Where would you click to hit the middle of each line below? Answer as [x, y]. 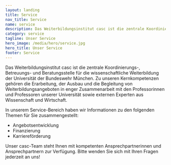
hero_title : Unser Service [34, 48]
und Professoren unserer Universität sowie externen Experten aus [74, 95]
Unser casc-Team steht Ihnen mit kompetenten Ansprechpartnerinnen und [83, 146]
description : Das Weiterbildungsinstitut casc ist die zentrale [75, 29]
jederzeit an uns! [23, 157]
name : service [20, 24]
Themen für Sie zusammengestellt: [42, 115]
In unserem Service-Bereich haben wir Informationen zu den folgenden [80, 110]
